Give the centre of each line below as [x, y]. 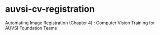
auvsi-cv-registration [50, 9]
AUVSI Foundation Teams [31, 28]
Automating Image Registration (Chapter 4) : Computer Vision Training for [80, 23]
